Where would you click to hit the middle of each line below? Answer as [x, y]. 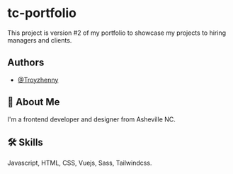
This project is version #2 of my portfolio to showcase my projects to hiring [117, 33]
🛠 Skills [25, 142]
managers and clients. [40, 40]
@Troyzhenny [38, 80]
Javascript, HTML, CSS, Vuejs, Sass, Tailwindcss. [80, 163]
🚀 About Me [34, 102]
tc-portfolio [42, 13]
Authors [26, 63]
